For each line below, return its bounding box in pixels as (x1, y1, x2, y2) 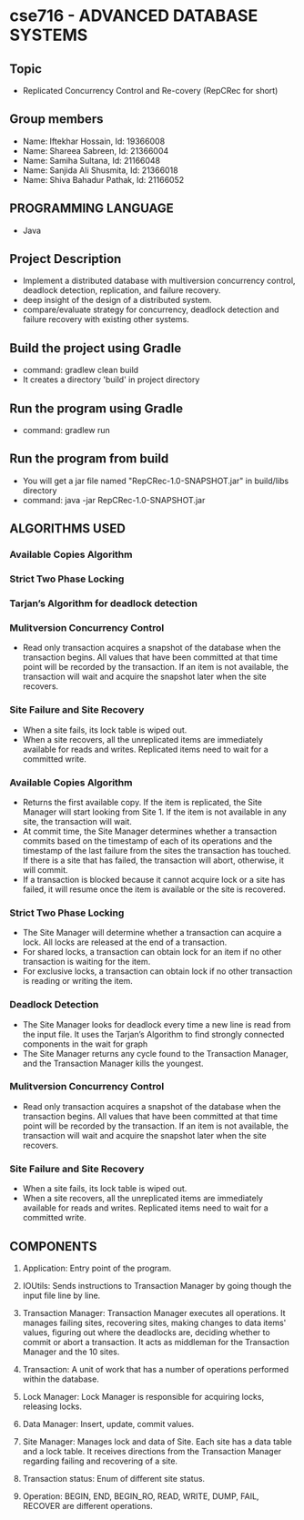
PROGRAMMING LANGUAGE (9, 201, 175, 217)
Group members (9, 111, 104, 127)
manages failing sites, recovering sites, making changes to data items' (22, 1317, 287, 1328)
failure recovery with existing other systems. (22, 314, 189, 325)
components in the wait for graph (22, 1039, 148, 1049)
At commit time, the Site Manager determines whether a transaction (22, 826, 278, 836)
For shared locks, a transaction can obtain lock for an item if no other (22, 947, 282, 958)
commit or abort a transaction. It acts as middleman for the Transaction (22, 1336, 289, 1347)
